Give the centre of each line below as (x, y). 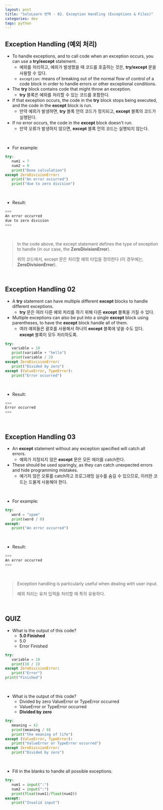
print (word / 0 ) (28, 519)
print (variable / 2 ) (32, 358)
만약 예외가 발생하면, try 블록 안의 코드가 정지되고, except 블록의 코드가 (88, 111)
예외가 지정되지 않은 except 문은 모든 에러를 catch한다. (72, 459)
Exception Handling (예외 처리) (51, 44)
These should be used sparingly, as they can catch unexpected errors (82, 465)
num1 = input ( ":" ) (30, 785)
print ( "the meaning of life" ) (42, 734)
